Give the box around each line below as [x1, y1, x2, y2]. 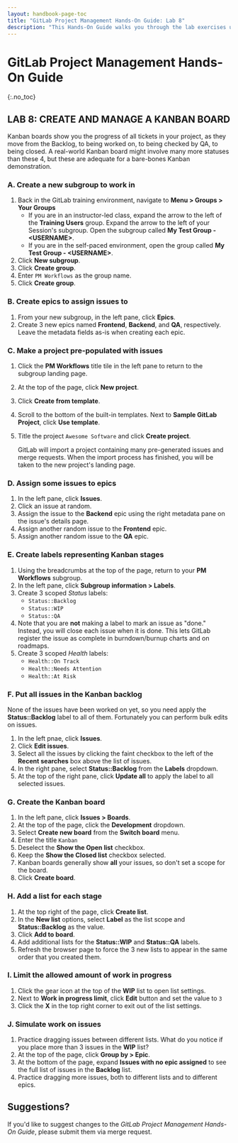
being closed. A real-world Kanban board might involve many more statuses [7, 147, 229, 156]
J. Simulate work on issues [7, 1019, 101, 1029]
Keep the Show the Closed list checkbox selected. [17, 851, 166, 859]
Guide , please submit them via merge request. [17, 1127, 152, 1136]
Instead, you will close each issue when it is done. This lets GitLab [17, 626, 211, 635]
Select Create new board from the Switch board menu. [17, 828, 180, 837]
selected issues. [17, 779, 66, 788]
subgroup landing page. [17, 370, 88, 378]
